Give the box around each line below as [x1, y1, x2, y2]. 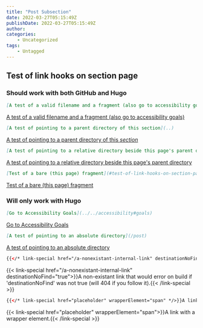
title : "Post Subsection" [6, 8, 71, 15]
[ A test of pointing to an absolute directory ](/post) [6, 233, 147, 239]
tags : [6, 43, 20, 49]
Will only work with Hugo [6, 196, 82, 205]
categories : [6, 31, 36, 38]
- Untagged [17, 48, 45, 54]
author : [6, 25, 26, 32]
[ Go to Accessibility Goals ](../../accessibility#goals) [6, 210, 153, 217]
